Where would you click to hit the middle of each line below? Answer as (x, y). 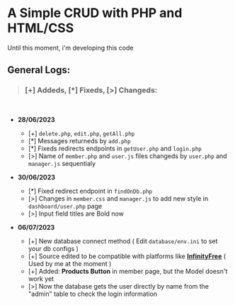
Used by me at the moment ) (70, 263)
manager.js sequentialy (62, 163)
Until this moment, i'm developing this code (70, 48)
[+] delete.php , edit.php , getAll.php (81, 133)
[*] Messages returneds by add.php (79, 140)
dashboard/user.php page (65, 206)
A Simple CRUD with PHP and (95, 13)
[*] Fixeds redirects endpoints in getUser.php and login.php (115, 148)
